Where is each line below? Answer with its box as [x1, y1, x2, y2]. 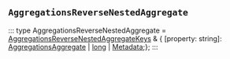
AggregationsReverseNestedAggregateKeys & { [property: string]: [8, 33, 222, 43]
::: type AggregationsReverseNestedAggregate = [8, 26, 167, 35]
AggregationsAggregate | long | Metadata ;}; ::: [8, 42, 159, 51]
